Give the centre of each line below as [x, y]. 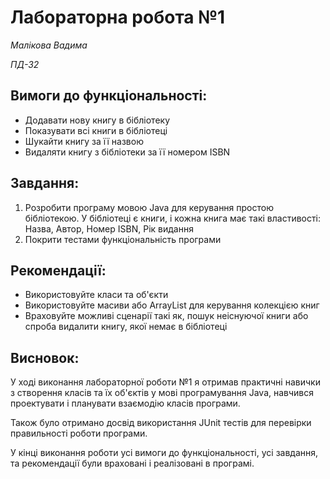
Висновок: [45, 357]
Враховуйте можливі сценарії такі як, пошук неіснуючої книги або [166, 316]
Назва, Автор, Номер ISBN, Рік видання [109, 228]
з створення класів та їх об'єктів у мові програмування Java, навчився [162, 393]
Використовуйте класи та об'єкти [96, 295]
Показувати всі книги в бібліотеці [96, 130]
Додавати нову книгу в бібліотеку [97, 120]
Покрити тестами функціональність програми [123, 239]
